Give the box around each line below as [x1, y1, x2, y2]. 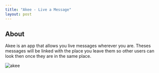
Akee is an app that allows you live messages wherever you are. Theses [5, 43, 151, 49]
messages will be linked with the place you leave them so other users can [5, 48, 155, 54]
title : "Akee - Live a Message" [5, 7, 71, 12]
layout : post [5, 12, 32, 17]
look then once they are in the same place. [5, 53, 92, 59]
